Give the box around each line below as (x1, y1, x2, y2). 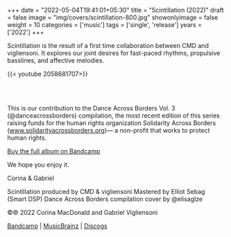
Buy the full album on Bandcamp (7, 147, 101, 155)
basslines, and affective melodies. (7, 56, 105, 65)
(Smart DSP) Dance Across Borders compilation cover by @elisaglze (7, 195, 203, 203)
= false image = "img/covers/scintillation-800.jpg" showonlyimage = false (7, 13, 219, 22)
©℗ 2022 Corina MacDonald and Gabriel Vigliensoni (7, 209, 158, 216)
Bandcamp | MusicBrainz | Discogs (7, 222, 108, 230)
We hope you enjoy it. (7, 161, 69, 169)
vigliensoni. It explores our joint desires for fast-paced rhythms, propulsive (7, 49, 221, 57)
